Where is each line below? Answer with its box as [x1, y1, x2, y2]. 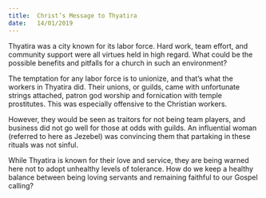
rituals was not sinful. [8, 140, 78, 149]
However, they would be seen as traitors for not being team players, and [8, 114, 246, 124]
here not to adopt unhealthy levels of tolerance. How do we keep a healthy [8, 164, 254, 173]
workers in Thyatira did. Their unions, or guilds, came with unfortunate [8, 81, 240, 92]
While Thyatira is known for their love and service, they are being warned [8, 155, 249, 164]
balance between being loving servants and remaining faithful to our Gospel [8, 172, 258, 182]
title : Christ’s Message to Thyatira [8, 11, 137, 20]
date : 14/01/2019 [8, 19, 73, 27]
